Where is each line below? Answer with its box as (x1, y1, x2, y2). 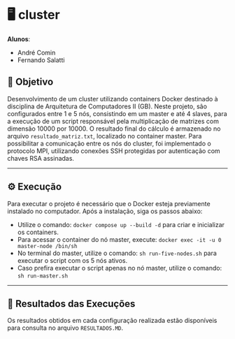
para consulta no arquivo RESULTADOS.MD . (7, 324, 124, 332)
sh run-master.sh (17, 272, 69, 280)
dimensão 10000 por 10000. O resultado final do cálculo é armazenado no (7, 124, 221, 133)
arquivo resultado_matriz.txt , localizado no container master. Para (7, 131, 202, 140)
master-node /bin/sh (17, 243, 78, 250)
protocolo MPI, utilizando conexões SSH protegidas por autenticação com (7, 146, 220, 155)
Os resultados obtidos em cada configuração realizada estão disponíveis (7, 317, 218, 325)
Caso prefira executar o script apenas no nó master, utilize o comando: (17, 264, 222, 272)
